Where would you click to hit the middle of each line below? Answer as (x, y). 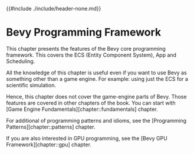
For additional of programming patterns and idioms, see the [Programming (96, 120)
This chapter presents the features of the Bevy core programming (86, 48)
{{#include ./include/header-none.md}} (54, 9)
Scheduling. (21, 61)
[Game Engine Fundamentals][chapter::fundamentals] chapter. (82, 109)
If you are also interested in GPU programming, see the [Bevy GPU (87, 138)
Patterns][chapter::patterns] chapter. (51, 127)
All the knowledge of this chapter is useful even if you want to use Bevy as (96, 73)
